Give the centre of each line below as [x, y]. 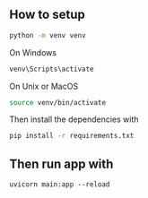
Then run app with [61, 164]
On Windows [33, 52]
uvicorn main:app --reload [60, 185]
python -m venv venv [48, 35]
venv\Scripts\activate [52, 69]
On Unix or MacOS [44, 86]
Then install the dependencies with [74, 119]
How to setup [47, 15]
